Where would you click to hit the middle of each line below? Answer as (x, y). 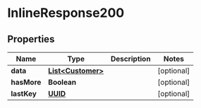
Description (130, 59)
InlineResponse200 (66, 13)
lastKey (24, 94)
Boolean (62, 82)
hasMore (26, 82)
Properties (31, 39)
